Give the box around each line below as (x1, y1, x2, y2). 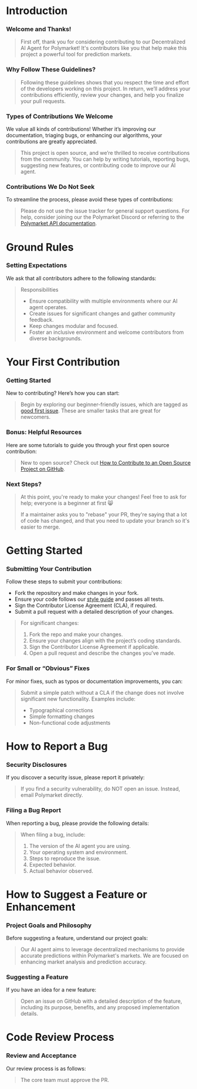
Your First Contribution (6, 356, 120, 369)
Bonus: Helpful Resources (6, 428, 82, 437)
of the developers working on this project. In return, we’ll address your (20, 85, 191, 92)
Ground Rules (6, 241, 74, 253)
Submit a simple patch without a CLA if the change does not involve (20, 689, 185, 696)
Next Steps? (6, 480, 42, 488)
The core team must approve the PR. (20, 1076, 110, 1083)
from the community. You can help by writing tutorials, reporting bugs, (20, 155, 191, 163)
